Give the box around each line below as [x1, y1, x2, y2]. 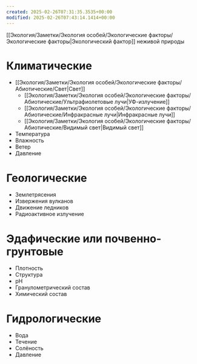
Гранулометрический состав [15, 284, 90, 291]
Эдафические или [6, 232, 103, 246]
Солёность [15, 345, 44, 352]
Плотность [15, 265, 44, 272]
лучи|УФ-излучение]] [114, 98, 170, 106]
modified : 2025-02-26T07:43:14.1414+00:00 [6, 15, 115, 21]
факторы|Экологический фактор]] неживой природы [47, 38, 185, 45]
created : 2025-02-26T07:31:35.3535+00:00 [6, 8, 113, 15]
